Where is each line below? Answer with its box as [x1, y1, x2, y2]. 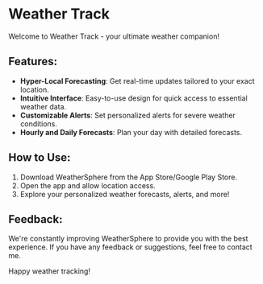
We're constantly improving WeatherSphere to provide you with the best [8, 234, 248, 244]
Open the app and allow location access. [19, 180, 156, 190]
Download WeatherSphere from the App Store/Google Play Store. [19, 172, 238, 182]
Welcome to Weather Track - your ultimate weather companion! [8, 31, 220, 41]
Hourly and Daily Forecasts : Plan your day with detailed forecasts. [19, 127, 243, 137]
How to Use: [8, 150, 71, 165]
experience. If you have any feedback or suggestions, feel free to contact [8, 242, 253, 252]
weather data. [19, 101, 67, 111]
